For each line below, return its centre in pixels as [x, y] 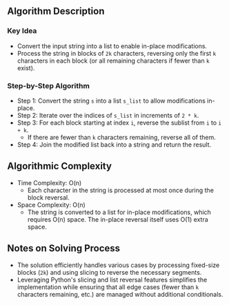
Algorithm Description [56, 11]
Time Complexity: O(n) [49, 182]
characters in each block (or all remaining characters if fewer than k [113, 61]
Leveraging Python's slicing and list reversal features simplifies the [112, 280]
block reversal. [49, 197]
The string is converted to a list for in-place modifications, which [119, 212]
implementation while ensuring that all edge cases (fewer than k [108, 287]
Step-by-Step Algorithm [48, 85]
